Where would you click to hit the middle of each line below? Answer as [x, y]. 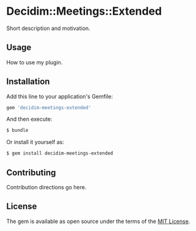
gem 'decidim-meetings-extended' [49, 108]
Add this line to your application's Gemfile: [60, 96]
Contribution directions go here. [46, 187]
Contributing [31, 172]
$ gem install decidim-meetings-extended [60, 153]
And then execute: [29, 119]
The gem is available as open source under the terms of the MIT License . [98, 221]
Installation [28, 82]
